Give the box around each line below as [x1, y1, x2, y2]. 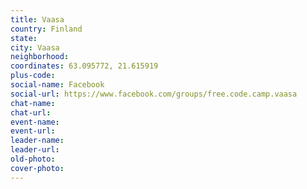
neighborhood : [10, 52, 70, 62]
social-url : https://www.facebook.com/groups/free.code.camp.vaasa [10, 89, 298, 99]
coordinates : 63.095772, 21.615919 [10, 61, 159, 71]
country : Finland [10, 24, 83, 34]
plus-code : [10, 71, 56, 81]
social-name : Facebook [10, 80, 105, 90]
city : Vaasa [10, 42, 60, 53]
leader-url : [10, 145, 60, 155]
